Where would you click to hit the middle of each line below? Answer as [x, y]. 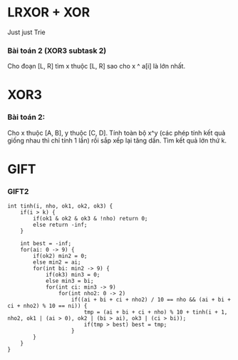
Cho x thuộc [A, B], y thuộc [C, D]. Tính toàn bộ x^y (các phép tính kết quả [117, 133]
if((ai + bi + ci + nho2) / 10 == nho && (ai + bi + [151, 300]
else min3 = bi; [69, 281]
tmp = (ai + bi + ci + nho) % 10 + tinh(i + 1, [156, 312]
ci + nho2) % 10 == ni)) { [47, 306]
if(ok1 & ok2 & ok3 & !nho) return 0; [90, 219]
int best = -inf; [46, 244]
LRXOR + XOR [49, 12]
